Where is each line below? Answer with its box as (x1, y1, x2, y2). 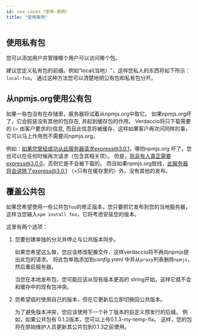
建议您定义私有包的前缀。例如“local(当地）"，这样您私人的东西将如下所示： (6, 67, 191, 74)
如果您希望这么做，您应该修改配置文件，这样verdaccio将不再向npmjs (14, 248, 184, 255)
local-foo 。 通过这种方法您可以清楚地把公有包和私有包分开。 (6, 75, 157, 82)
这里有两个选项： (6, 223, 48, 230)
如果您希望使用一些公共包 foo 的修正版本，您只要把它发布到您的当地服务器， (6, 203, 191, 210)
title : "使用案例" (6, 14, 49, 20)
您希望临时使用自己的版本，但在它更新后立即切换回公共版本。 (14, 296, 166, 303)
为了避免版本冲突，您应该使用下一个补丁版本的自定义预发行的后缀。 (14, 308, 181, 315)
